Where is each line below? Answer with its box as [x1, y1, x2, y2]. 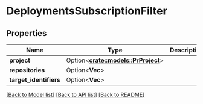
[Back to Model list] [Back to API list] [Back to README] [6, 91, 145, 98]
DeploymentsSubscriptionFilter [6, 4, 167, 18]
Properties [6, 28, 47, 38]
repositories [9, 66, 45, 74]
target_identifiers [9, 76, 60, 84]
